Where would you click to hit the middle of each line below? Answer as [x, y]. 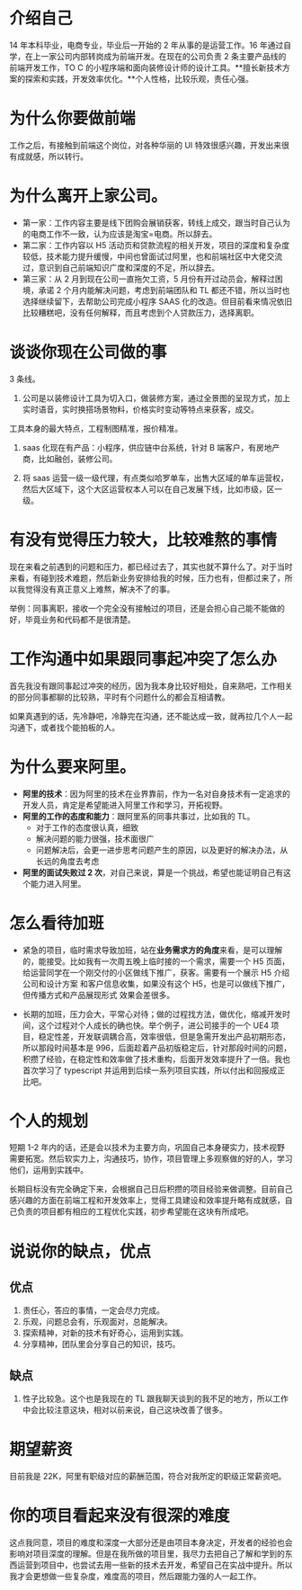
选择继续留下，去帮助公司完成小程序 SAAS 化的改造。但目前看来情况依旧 [157, 301]
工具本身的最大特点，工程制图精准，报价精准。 [96, 428]
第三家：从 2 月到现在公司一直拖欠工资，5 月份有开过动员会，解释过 [149, 279]
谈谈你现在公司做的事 [89, 353]
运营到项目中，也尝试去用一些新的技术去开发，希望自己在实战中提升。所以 [155, 1565]
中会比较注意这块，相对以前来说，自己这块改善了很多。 [124, 1410]
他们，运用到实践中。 [49, 1170]
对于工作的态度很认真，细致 [87, 827]
